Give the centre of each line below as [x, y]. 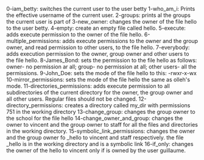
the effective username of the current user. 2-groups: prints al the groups [98, 15]
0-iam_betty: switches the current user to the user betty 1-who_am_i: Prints [101, 9]
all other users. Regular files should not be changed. [72, 99]
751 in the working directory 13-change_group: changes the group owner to [101, 112]
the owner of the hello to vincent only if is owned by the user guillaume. [96, 150]
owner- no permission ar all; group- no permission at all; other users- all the [101, 67]
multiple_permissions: [34, 41]
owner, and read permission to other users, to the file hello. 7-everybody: [98, 47]
